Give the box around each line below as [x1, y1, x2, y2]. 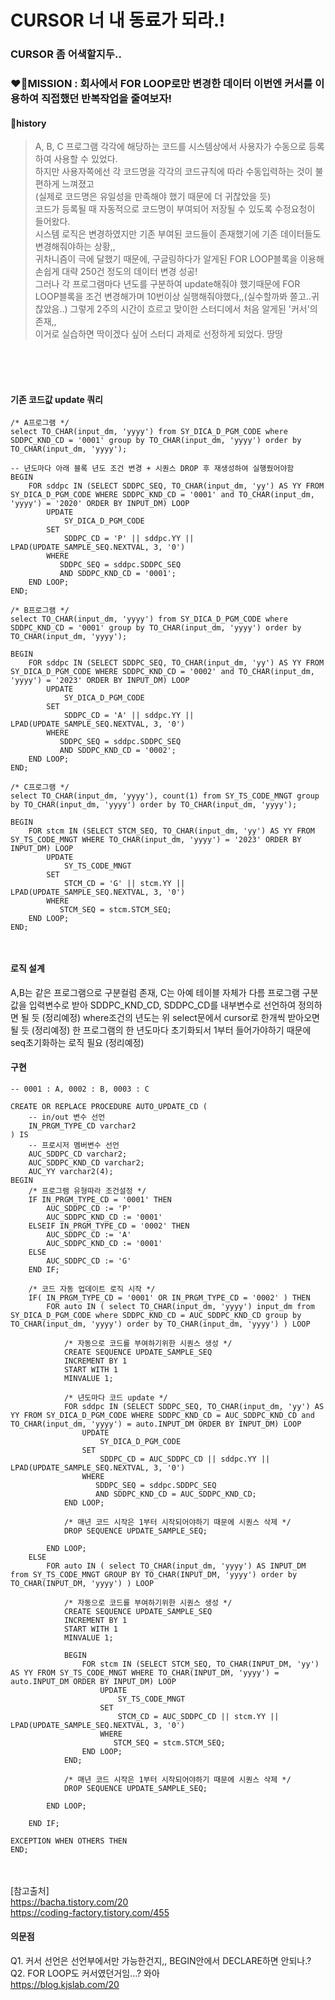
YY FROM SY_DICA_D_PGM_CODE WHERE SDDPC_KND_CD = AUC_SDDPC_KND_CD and [10, 1410, 315, 1420]
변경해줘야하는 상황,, [34, 241, 116, 253]
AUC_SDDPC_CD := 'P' [46, 1203, 132, 1213]
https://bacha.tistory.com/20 [10, 1896, 129, 1908]
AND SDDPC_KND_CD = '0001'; [59, 569, 177, 579]
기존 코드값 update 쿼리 [10, 393, 103, 405]
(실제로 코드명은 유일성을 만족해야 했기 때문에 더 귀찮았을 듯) [34, 191, 272, 203]
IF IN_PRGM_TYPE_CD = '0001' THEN [28, 1194, 172, 1205]
